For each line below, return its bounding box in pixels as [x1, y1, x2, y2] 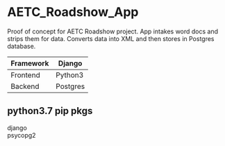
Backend [10, 81, 40, 91]
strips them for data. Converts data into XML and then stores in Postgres [7, 34, 215, 42]
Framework [10, 58, 49, 68]
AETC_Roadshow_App [7, 4, 139, 20]
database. [7, 42, 36, 50]
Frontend [10, 70, 40, 80]
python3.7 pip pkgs [7, 105, 93, 117]
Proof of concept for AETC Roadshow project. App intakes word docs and [7, 27, 219, 35]
